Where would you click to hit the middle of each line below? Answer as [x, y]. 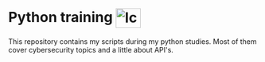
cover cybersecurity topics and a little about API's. [91, 49]
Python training [60, 17]
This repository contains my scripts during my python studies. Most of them [132, 41]
